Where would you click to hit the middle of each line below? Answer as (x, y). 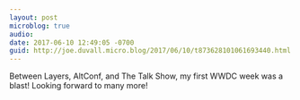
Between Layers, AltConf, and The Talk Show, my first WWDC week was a (146, 76)
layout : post (34, 17)
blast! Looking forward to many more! (79, 86)
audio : (22, 34)
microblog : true (40, 26)
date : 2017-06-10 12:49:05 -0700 (72, 42)
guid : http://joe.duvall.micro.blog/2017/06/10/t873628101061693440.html (150, 51)
